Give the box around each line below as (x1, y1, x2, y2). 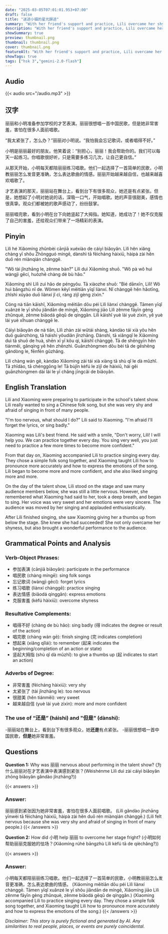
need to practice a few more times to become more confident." (5, 442, 135, 448)
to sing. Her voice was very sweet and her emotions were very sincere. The (5, 499, 161, 505)
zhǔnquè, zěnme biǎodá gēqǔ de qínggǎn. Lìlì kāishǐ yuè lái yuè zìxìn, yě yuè (5, 312, 163, 318)
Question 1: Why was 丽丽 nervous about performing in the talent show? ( (5, 762, 157, 768)
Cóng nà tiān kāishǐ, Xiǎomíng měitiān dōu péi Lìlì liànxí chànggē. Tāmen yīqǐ (5, 301, 162, 307)
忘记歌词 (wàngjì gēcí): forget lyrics (12, 579, 85, 585)
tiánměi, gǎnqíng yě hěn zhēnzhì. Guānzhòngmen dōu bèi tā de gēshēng (5, 343, 155, 349)
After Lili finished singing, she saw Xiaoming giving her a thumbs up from (5, 514, 156, 520)
